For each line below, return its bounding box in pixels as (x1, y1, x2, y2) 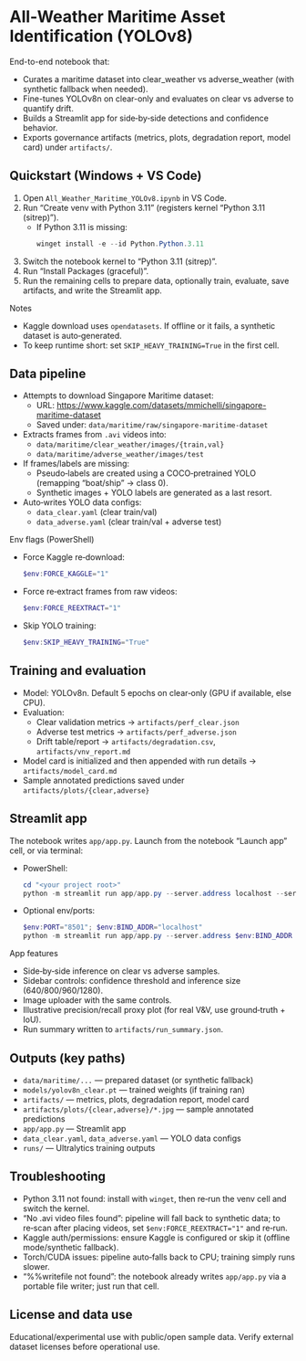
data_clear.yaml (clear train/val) (36, 507, 158, 518)
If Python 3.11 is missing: (36, 221, 127, 232)
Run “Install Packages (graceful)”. (22, 265, 149, 276)
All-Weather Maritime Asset (9, 6, 226, 27)
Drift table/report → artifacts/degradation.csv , (36, 735, 216, 746)
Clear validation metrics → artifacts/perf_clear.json (36, 716, 240, 727)
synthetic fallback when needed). (22, 83, 148, 94)
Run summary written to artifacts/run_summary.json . (22, 1024, 224, 1035)
